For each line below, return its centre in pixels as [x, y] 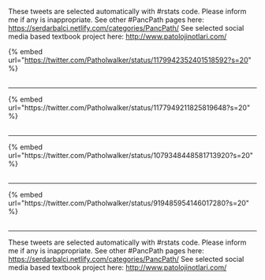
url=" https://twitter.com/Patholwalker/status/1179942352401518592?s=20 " [130, 60]
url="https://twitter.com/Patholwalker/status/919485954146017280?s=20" [129, 203]
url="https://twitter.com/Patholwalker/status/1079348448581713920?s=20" [131, 155]
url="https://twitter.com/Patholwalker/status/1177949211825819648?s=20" [129, 108]
